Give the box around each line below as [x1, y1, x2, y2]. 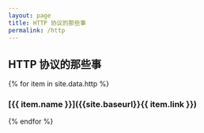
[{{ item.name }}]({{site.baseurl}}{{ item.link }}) [8, 99, 198, 110]
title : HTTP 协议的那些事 [8, 19, 87, 27]
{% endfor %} [8, 116, 54, 127]
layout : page [8, 11, 51, 20]
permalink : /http [8, 26, 66, 34]
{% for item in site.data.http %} [8, 79, 109, 89]
